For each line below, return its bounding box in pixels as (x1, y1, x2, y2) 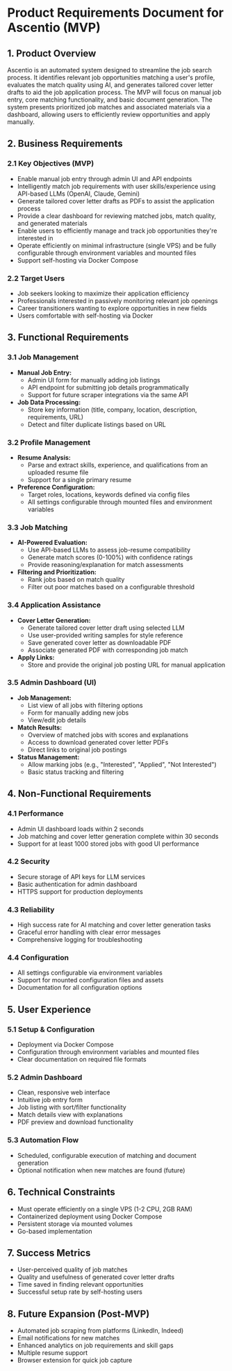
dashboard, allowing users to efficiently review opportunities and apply (7, 110, 210, 118)
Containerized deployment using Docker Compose (17, 1212, 163, 1221)
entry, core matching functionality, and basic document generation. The (7, 95, 213, 104)
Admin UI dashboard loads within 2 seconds (17, 824, 144, 833)
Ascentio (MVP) (7, 20, 101, 36)
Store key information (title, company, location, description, (27, 405, 197, 414)
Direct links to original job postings (27, 745, 127, 754)
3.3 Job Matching (7, 522, 68, 532)
